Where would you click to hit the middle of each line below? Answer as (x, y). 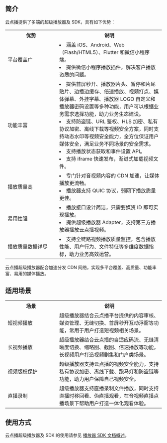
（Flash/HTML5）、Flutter (89, 52)
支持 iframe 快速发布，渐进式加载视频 (110, 158)
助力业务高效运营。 (92, 254)
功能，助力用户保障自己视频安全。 (99, 379)
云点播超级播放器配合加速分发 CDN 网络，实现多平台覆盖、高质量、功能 (79, 267)
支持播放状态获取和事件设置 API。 (106, 151)
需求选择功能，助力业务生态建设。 (104, 114)
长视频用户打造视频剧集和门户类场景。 (104, 354)
